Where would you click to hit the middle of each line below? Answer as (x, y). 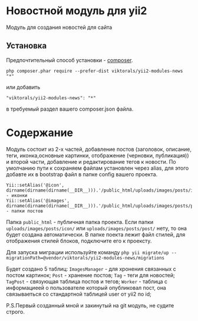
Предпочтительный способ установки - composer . (70, 60)
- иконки (17, 195)
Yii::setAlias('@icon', (35, 185)
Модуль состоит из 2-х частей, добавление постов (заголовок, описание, (99, 149)
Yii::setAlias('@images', (38, 200)
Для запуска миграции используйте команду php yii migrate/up (88, 252)
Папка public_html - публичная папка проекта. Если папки (80, 222)
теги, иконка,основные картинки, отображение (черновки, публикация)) (98, 155)
